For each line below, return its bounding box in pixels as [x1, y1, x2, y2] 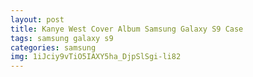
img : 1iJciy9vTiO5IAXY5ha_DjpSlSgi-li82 [10, 52, 182, 62]
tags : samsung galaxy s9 [10, 33, 114, 43]
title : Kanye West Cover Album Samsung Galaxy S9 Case [10, 24, 244, 34]
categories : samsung [10, 42, 97, 53]
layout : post [10, 14, 65, 25]
